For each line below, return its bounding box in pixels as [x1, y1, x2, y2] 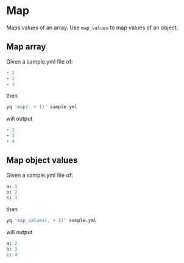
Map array [6, 42, 46, 52]
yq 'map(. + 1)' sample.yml [6, 104, 78, 110]
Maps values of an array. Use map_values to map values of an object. [6, 24, 179, 31]
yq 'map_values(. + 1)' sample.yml [6, 218, 97, 224]
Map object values [6, 155, 78, 166]
